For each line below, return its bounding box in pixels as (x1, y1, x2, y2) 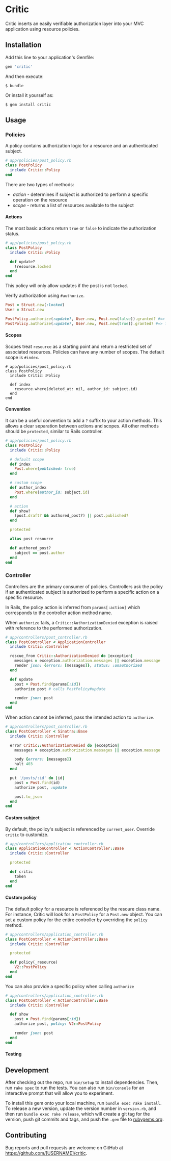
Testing (5, 1051, 22, 1057)
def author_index (10, 485, 47, 490)
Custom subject (5, 815, 40, 821)
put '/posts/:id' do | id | (10, 775, 65, 781)
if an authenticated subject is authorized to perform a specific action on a (5, 589, 159, 595)
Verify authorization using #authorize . (5, 292, 85, 299)
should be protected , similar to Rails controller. (5, 428, 103, 435)
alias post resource (10, 537, 53, 542)
